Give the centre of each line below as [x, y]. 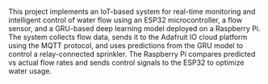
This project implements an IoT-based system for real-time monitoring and [132, 12]
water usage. [30, 71]
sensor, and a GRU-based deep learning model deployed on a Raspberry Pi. [134, 28]
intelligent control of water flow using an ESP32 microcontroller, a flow [126, 20]
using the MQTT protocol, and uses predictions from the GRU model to [126, 46]
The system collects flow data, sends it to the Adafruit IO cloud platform [128, 37]
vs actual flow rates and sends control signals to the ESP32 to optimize [126, 62]
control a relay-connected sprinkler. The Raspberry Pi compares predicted [132, 54]
